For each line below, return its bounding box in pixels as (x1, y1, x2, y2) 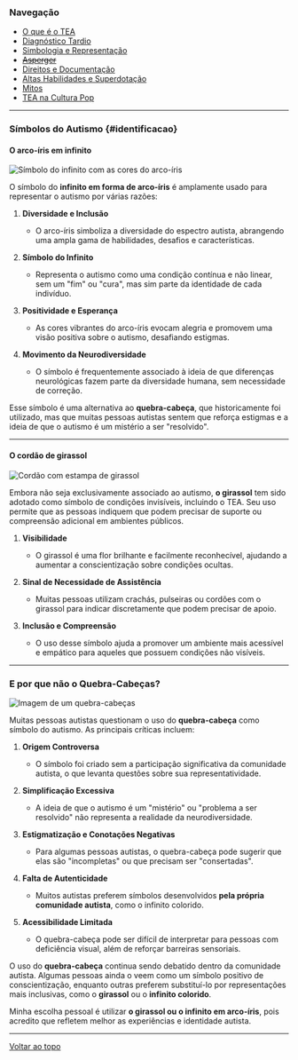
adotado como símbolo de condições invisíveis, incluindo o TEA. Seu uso (9, 496, 277, 507)
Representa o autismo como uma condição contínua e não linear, (35, 269, 273, 281)
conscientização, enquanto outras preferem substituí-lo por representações (9, 979, 286, 990)
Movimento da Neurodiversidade (21, 349, 146, 360)
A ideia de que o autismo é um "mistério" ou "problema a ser (35, 802, 257, 813)
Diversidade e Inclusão (21, 209, 109, 219)
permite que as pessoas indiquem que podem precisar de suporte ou (9, 506, 263, 517)
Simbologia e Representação (21, 45, 128, 56)
